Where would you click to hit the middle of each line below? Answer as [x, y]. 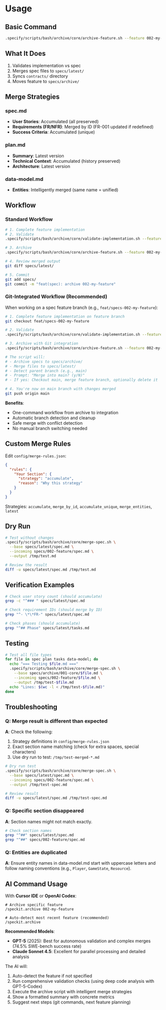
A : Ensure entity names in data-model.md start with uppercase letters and [81, 863]
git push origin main [27, 394]
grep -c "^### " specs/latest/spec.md [45, 601]
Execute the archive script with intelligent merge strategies [72, 992]
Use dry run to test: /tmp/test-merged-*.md [56, 757]
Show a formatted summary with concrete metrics [63, 997]
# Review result [22, 793]
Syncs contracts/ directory [40, 76]
